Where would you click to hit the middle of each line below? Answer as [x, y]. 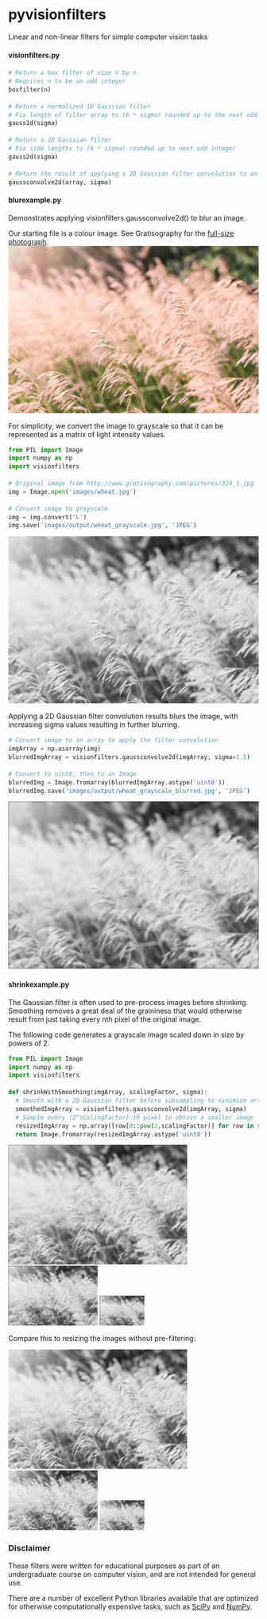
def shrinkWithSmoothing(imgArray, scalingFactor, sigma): [108, 1093]
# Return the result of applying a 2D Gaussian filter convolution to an [133, 174]
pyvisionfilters [57, 15]
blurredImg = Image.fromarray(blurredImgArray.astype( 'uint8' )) [117, 782]
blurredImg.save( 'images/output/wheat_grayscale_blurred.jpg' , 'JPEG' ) [129, 791]
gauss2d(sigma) [33, 157]
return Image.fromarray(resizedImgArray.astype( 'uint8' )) [114, 1134]
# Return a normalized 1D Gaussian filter [79, 106]
